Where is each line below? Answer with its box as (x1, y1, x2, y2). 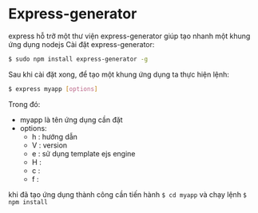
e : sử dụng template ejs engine (31, 148, 136, 158)
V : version (31, 140, 68, 150)
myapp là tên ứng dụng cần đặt (19, 115, 123, 124)
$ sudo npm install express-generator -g (8, 55, 149, 63)
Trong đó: (8, 99, 41, 108)
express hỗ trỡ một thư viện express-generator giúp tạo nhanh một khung (8, 31, 251, 41)
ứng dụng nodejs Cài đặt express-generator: (8, 39, 155, 49)
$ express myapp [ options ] (8, 85, 98, 93)
